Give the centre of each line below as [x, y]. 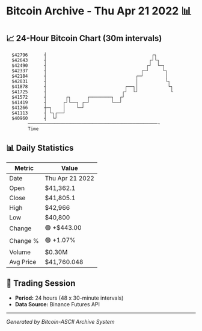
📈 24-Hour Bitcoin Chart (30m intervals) [84, 38]
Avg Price [23, 262]
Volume [20, 252]
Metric [24, 168]
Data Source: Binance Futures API [57, 304]
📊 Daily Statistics [40, 148]
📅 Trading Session [41, 283]
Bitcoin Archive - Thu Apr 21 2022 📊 [99, 11]
